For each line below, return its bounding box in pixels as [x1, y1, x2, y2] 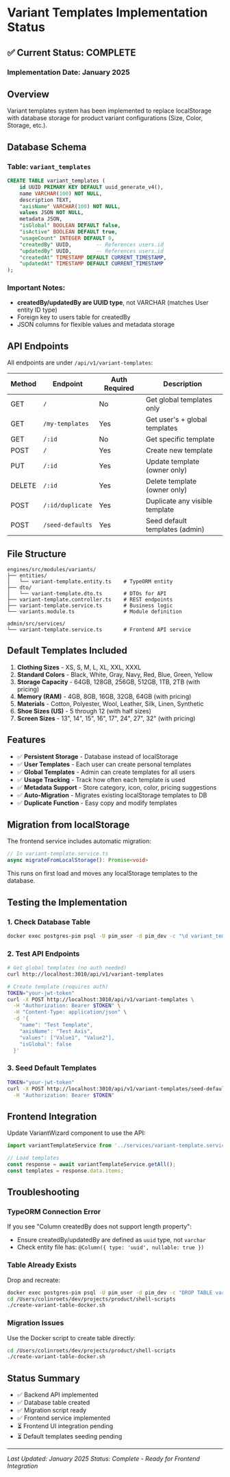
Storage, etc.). [7, 122, 48, 130]
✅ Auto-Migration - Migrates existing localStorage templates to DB [16, 791, 207, 799]
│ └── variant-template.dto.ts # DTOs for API [7, 591, 167, 597]
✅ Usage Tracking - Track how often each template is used [16, 775, 186, 783]
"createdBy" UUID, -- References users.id [19, 241, 164, 248]
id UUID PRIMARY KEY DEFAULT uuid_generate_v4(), [19, 183, 164, 190]
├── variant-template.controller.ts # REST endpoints [7, 596, 173, 604]
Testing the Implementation [7, 896, 128, 908]
